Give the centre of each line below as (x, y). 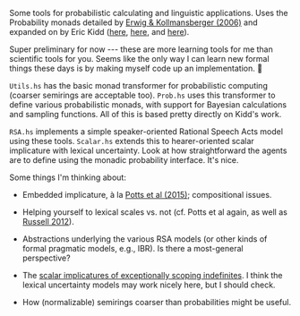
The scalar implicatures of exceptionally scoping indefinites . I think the (153, 275)
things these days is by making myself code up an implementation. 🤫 (136, 68)
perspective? (46, 258)
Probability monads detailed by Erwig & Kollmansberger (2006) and (133, 22)
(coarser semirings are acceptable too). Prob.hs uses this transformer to (142, 95)
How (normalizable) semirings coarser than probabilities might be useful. (157, 302)
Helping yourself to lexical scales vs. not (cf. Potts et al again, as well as (155, 212)
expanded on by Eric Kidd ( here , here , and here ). (99, 32)
